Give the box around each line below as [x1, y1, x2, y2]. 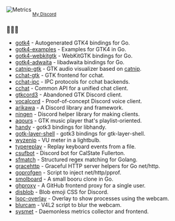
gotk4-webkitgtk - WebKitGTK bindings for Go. [15, 52, 132, 60]
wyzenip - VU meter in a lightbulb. [15, 137, 101, 144]
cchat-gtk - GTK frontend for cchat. [15, 71, 105, 79]
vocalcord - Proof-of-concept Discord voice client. [15, 98, 143, 105]
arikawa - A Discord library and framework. [15, 104, 123, 112]
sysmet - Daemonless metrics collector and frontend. [15, 208, 149, 216]
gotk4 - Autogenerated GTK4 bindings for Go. [15, 39, 131, 46]
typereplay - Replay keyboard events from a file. [15, 143, 136, 150]
